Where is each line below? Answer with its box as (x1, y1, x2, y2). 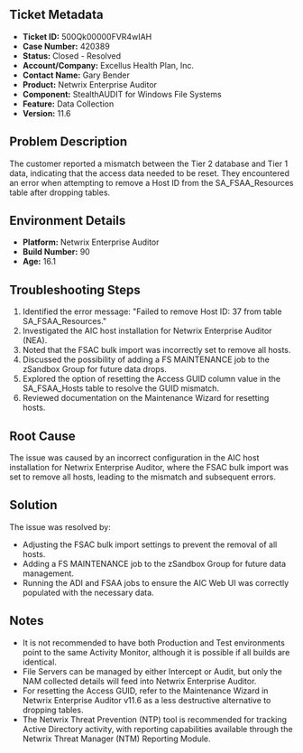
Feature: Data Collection (22, 98, 115, 109)
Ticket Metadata (9, 7, 104, 23)
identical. (22, 656, 57, 667)
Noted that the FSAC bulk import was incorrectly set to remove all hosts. (22, 345, 291, 356)
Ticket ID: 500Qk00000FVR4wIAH (22, 31, 152, 42)
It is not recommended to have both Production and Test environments (22, 637, 286, 648)
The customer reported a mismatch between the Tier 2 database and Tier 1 (9, 158, 289, 169)
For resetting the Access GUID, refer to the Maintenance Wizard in (22, 685, 269, 696)
